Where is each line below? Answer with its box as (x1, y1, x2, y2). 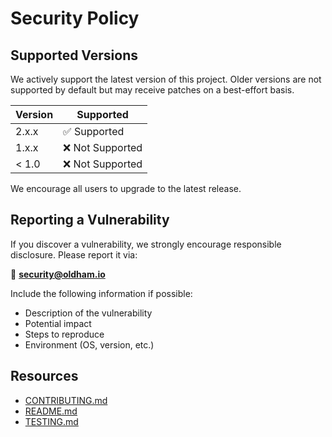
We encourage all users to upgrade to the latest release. (10, 183, 242, 194)
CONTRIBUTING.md (24, 394, 108, 406)
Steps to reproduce (24, 328, 105, 340)
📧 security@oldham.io (10, 268, 106, 280)
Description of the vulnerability (24, 307, 153, 319)
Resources (10, 368, 79, 385)
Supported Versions (10, 47, 138, 64)
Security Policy (10, 7, 140, 30)
